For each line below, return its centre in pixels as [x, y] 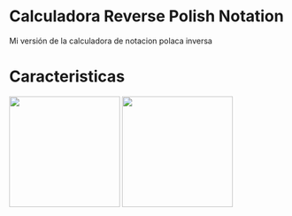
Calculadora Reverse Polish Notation [147, 16]
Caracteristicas [67, 77]
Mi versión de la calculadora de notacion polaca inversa [111, 41]
